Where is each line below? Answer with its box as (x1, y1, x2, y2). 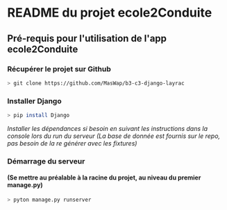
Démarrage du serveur (7, 156, 85, 166)
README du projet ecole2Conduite (7, 5, 212, 21)
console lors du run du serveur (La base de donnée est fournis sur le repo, (7, 132, 221, 140)
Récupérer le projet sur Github (7, 64, 111, 73)
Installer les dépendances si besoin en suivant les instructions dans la (7, 124, 208, 132)
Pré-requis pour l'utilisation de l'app (7, 33, 167, 44)
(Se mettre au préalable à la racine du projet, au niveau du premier (7, 173, 201, 182)
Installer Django (7, 96, 62, 105)
